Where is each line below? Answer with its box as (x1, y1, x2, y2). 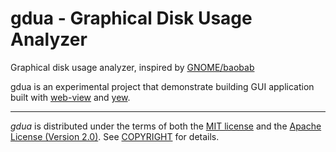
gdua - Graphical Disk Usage (10, 7, 253, 30)
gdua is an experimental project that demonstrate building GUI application (10, 80, 315, 92)
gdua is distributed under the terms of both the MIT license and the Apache (10, 120, 322, 132)
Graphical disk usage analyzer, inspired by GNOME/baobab (10, 61, 255, 73)
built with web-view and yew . (10, 91, 131, 103)
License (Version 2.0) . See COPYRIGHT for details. (10, 130, 220, 142)
